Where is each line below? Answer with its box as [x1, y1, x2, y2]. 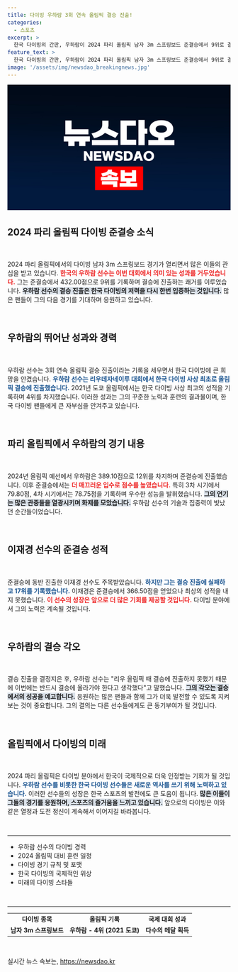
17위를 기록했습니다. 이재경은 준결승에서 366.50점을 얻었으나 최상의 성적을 [14, 586, 222, 595]
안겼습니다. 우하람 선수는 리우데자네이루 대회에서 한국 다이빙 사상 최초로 [20, 375, 217, 383]
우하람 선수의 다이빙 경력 [17, 843, 86, 851]
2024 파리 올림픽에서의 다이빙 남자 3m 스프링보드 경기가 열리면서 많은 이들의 [7, 260, 221, 269]
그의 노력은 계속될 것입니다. [14, 604, 91, 613]
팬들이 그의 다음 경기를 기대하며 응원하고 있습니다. [14, 295, 153, 304]
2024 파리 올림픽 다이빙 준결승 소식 [7, 226, 154, 238]
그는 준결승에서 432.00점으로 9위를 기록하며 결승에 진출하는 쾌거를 [16, 277, 203, 287]
